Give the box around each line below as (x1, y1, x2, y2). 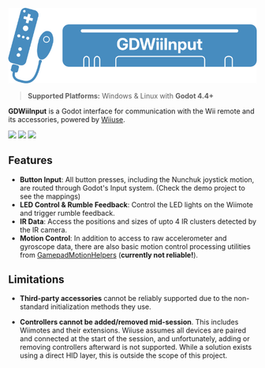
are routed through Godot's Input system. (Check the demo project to (19, 183, 246, 192)
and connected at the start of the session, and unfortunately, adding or (19, 334, 250, 344)
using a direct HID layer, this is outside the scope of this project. (19, 351, 228, 360)
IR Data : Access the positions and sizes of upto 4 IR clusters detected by (19, 217, 257, 226)
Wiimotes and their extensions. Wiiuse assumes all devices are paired (19, 325, 247, 335)
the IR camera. (19, 225, 68, 234)
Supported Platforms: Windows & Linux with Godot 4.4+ (27, 91, 215, 100)
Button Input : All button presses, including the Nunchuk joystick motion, (19, 174, 255, 184)
